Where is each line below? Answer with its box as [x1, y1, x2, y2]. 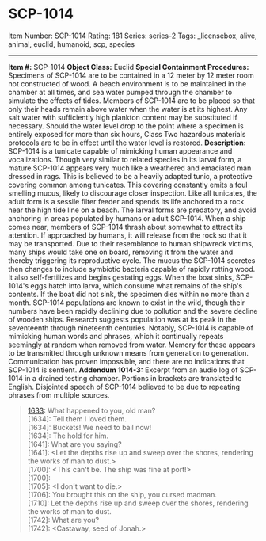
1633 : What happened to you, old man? [27, 406, 156, 415]
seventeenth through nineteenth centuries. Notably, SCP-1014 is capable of [8, 322, 253, 333]
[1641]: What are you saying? [27, 439, 122, 448]
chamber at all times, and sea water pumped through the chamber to [8, 87, 233, 97]
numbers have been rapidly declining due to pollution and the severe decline [8, 306, 258, 315]
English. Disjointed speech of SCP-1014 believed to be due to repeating [8, 382, 240, 391]
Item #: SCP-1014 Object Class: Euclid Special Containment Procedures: [8, 62, 249, 71]
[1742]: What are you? [27, 515, 100, 524]
